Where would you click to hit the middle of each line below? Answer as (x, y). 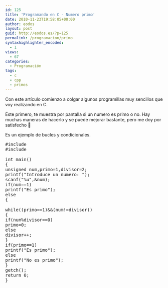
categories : (18, 61)
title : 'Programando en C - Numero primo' (50, 15)
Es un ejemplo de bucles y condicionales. (48, 134)
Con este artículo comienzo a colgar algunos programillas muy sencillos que (84, 99)
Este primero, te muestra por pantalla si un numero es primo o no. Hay (78, 114)
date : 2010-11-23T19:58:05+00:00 (40, 19)
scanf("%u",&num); (28, 179)
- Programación (26, 66)
